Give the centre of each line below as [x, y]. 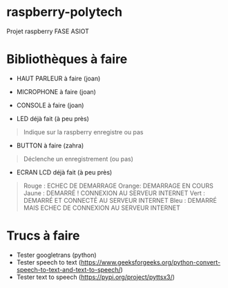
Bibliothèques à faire [67, 59]
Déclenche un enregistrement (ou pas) [78, 159]
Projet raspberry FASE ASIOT [48, 31]
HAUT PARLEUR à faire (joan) [58, 78]
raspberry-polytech [64, 12]
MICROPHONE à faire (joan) [56, 91]
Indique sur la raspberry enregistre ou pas [83, 132]
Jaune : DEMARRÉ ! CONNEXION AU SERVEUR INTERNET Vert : [114, 193]
